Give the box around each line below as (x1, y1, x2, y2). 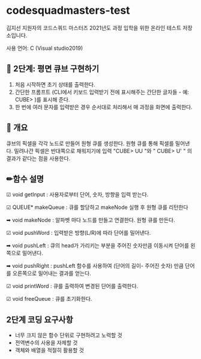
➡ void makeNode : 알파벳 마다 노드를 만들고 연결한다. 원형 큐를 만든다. (6, 217, 175, 224)
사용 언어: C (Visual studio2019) (6, 44, 83, 52)
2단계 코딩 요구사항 (6, 315, 73, 325)
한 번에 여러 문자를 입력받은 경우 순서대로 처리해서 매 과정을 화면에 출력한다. (14, 103, 193, 110)
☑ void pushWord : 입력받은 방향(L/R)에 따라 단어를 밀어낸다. (6, 229, 151, 237)
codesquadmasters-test (6, 4, 130, 17)
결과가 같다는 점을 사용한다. (6, 154, 71, 162)
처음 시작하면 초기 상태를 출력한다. (14, 80, 95, 88)
